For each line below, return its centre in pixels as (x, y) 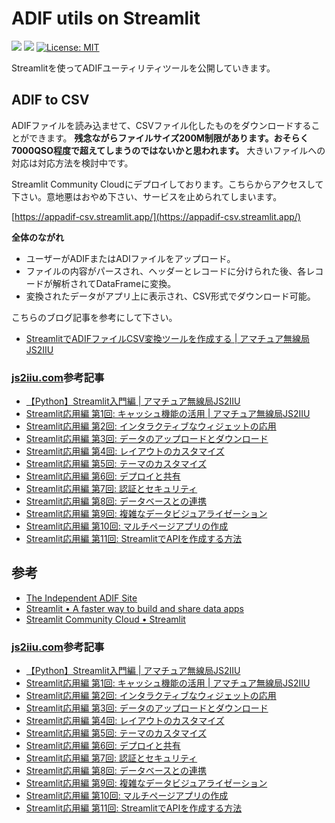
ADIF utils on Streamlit (106, 18)
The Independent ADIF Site (81, 598)
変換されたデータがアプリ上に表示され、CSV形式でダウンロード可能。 (170, 296)
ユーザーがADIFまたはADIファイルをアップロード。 (130, 258)
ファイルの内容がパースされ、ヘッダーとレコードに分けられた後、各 (166, 271)
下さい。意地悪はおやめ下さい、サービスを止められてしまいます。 (147, 196)
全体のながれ (37, 237)
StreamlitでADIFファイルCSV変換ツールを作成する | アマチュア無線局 (168, 338)
